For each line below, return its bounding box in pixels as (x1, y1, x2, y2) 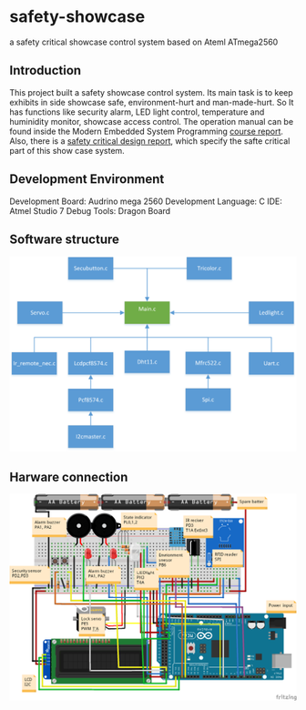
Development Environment (9, 171, 165, 188)
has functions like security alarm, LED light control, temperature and (9, 106, 265, 117)
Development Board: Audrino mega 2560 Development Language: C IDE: (9, 196, 282, 207)
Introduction (9, 63, 82, 78)
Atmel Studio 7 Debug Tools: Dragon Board (9, 205, 171, 216)
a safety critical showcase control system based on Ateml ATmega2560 (9, 36, 279, 47)
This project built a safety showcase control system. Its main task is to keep (9, 86, 293, 97)
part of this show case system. (9, 145, 125, 156)
